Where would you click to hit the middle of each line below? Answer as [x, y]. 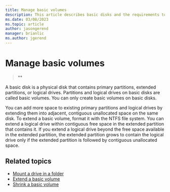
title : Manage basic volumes [36, 10]
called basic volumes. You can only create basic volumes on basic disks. [81, 98]
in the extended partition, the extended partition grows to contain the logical [84, 134]
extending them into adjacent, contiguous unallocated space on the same [82, 113]
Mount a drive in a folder [38, 173]
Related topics [28, 161]
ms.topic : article [25, 24]
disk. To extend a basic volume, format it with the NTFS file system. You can [85, 118]
